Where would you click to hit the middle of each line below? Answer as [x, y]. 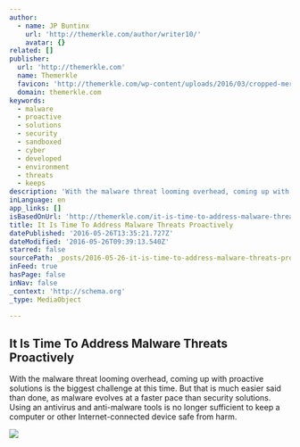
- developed [40, 158]
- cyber [32, 150]
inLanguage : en [37, 200]
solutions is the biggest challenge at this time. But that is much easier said [145, 388]
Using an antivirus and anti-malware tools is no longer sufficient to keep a [145, 408]
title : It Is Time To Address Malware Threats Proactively [121, 225]
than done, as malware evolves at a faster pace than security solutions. [140, 398]
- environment [43, 167]
